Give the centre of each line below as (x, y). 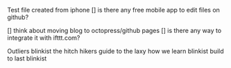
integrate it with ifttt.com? (44, 38)
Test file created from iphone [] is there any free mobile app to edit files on (114, 10)
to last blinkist (27, 58)
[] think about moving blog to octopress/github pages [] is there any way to (114, 31)
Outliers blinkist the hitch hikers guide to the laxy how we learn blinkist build (115, 51)
